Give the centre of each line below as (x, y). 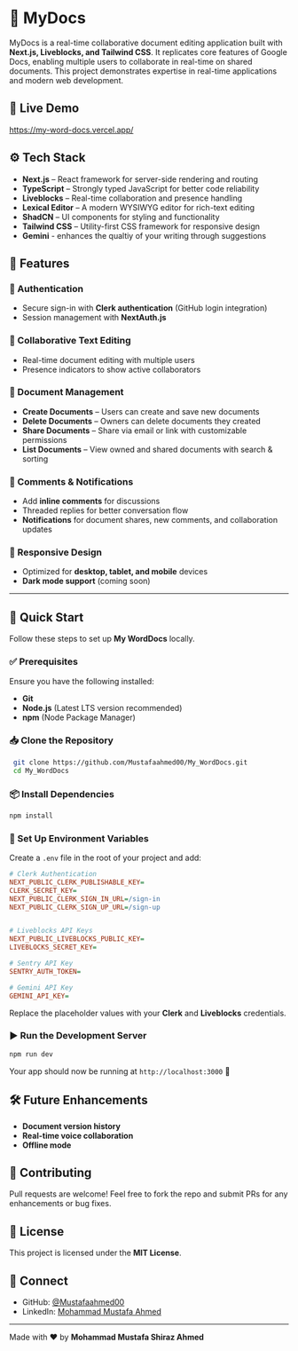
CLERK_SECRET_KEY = (43, 890)
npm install (31, 816)
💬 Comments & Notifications (71, 481)
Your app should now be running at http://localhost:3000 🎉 (120, 1071)
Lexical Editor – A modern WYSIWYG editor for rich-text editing (138, 207)
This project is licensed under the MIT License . (95, 1253)
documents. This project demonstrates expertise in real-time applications (143, 71)
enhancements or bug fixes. (60, 1204)
